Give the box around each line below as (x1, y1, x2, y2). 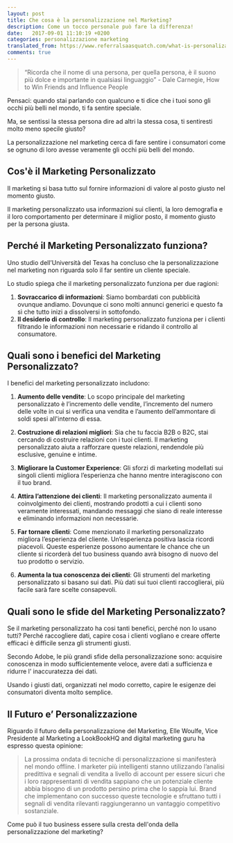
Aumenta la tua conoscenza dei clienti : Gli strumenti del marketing (17, 571, 211, 579)
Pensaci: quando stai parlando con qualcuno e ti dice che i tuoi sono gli (7, 96, 212, 104)
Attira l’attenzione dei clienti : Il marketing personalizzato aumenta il (17, 492, 212, 501)
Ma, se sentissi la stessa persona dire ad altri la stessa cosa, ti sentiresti (7, 117, 213, 125)
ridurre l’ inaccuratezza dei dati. (7, 667, 98, 675)
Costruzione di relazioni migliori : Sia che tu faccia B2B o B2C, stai (17, 428, 209, 437)
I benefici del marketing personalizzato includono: (7, 379, 150, 387)
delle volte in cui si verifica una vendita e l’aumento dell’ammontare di (17, 408, 216, 416)
